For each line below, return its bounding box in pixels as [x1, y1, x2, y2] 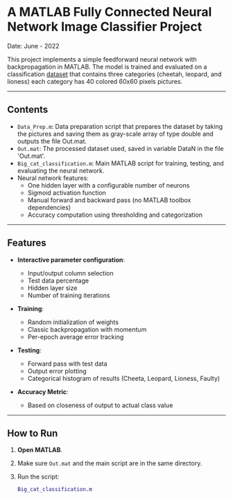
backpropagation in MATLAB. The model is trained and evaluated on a [7, 62, 207, 71]
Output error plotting [27, 366, 87, 375]
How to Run [7, 427, 58, 439]
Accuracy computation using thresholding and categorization [27, 211, 203, 219]
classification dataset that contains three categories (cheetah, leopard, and [7, 70, 222, 78]
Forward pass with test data [27, 359, 107, 368]
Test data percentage [27, 276, 89, 285]
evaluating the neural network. [17, 166, 105, 175]
